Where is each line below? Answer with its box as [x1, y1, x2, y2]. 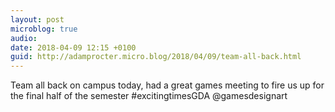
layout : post [10, 14, 65, 25]
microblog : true [10, 24, 78, 34]
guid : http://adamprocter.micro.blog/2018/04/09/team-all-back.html [10, 52, 302, 62]
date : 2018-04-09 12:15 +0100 [10, 42, 137, 53]
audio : [10, 33, 38, 43]
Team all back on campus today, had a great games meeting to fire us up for [10, 79, 325, 91]
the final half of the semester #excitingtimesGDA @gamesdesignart [10, 90, 288, 102]
